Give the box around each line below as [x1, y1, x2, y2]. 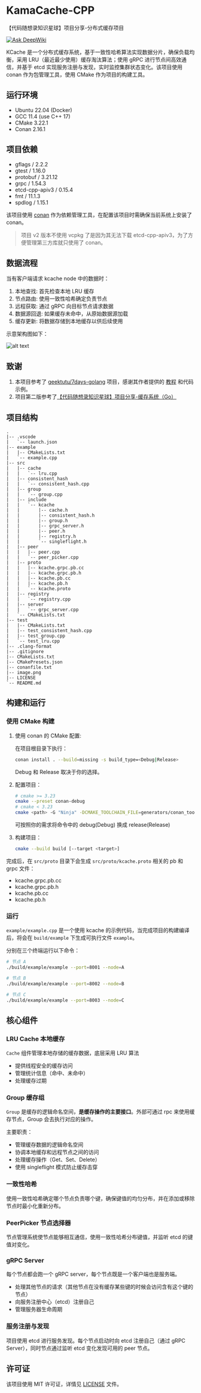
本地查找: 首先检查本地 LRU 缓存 [14, 288, 95, 295]
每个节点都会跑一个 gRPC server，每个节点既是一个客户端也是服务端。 [6, 1270, 181, 1278]
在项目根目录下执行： [14, 745, 68, 752]
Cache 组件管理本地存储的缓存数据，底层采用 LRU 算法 [6, 1049, 139, 1057]
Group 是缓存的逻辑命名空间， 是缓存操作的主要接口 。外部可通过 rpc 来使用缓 [6, 1108, 195, 1115]
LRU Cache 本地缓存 [6, 1034, 65, 1043]
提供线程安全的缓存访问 [14, 1062, 73, 1069]
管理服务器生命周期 [14, 1306, 63, 1313]
